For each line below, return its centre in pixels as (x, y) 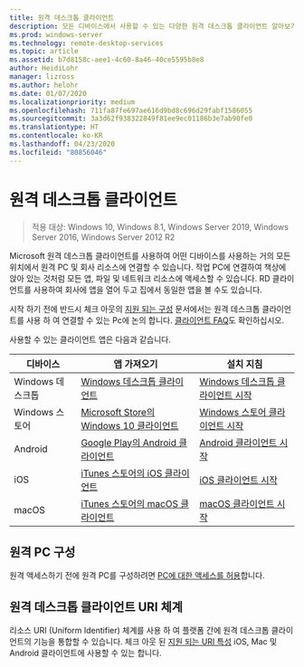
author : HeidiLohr (44, 69)
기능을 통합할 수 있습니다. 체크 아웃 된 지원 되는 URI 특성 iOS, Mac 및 (155, 642)
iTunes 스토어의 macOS (130, 503)
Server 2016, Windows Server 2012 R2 (103, 237)
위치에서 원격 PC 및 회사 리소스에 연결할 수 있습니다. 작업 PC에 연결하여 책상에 (148, 267)
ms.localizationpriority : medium (72, 102)
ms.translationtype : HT (54, 128)
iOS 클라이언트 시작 (238, 480)
